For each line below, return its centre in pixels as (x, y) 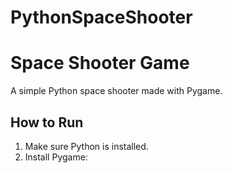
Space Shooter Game (100, 63)
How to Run (47, 122)
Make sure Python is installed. (86, 146)
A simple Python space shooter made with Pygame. (116, 91)
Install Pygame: (56, 157)
